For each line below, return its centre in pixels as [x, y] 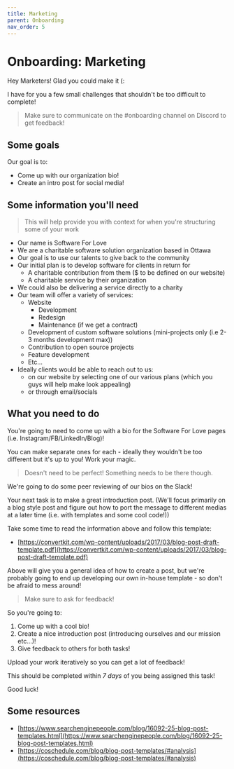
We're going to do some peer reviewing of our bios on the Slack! [100, 486]
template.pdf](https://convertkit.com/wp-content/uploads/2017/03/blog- [122, 549]
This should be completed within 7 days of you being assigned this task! [111, 675]
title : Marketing [32, 14]
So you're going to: [35, 612]
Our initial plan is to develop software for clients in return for [104, 265]
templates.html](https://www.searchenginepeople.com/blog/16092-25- [120, 735]
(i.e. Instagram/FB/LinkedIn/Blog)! [56, 438]
